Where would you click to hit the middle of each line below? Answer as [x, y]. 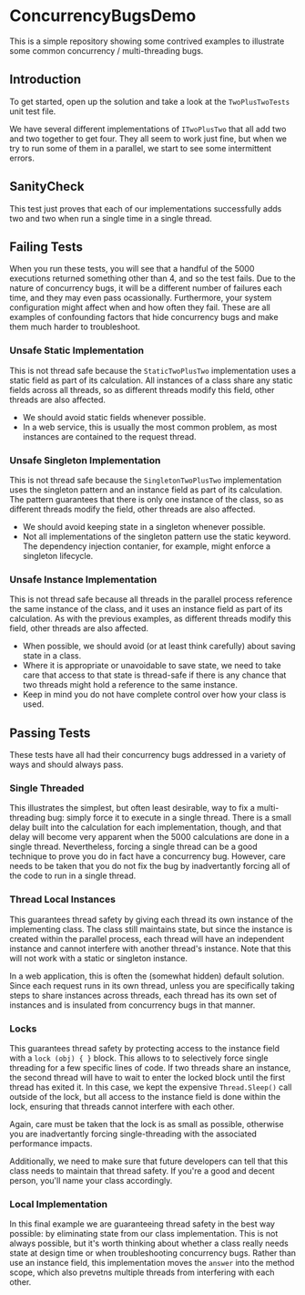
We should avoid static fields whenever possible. [114, 417]
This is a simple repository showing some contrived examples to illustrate [147, 41]
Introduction [46, 80]
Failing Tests [46, 247]
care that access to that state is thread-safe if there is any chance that [154, 675]
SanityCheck [47, 186]
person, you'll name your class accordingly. [91, 1180]
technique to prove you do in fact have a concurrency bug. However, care [147, 856]
